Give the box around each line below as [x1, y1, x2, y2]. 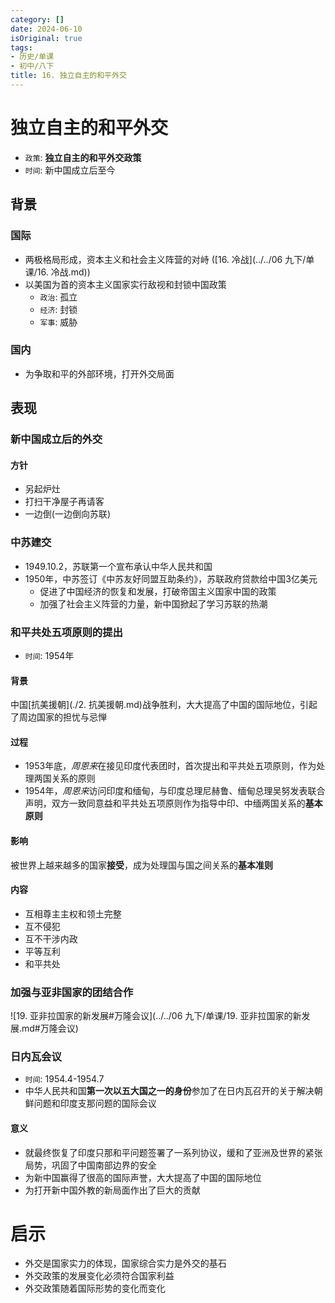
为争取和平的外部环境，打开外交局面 [24, 367, 175, 380]
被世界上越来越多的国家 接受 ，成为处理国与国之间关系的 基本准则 [10, 859, 273, 871]
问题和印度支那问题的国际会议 [33, 1097, 157, 1110]
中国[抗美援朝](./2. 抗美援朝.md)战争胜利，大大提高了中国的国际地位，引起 [10, 699, 318, 711]
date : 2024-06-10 [10, 24, 83, 34]
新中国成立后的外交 [10, 432, 103, 446]
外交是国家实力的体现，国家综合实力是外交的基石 [24, 1257, 227, 1270]
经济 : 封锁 [39, 303, 78, 315]
